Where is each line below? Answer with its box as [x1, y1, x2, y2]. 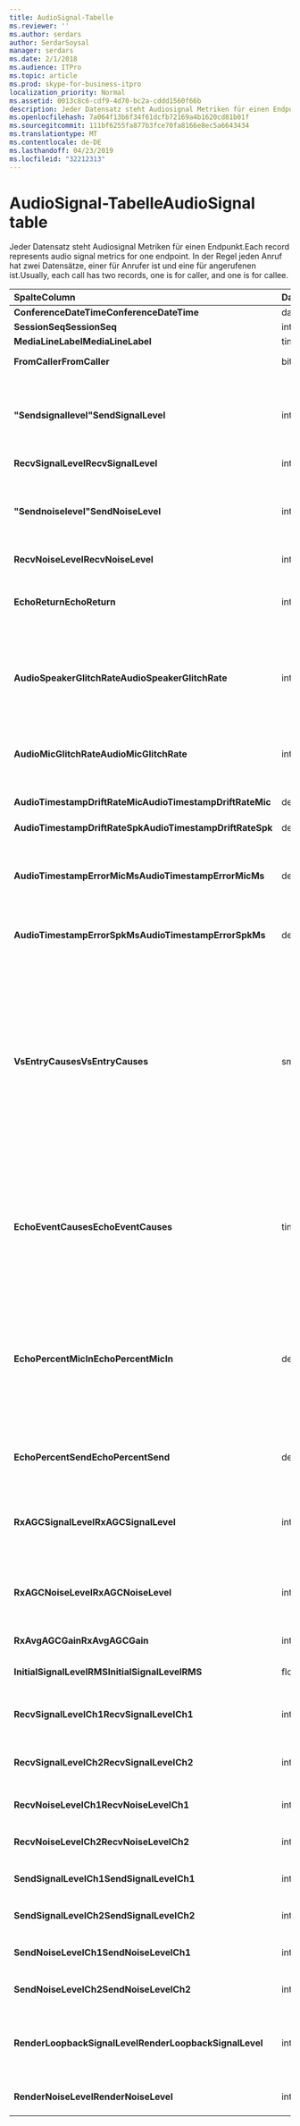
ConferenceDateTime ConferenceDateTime [13, 306, 199, 318]
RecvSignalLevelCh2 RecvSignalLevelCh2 [13, 1757, 194, 1769]
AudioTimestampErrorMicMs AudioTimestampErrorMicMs [13, 869, 265, 882]
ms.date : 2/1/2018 [9, 55, 78, 64]
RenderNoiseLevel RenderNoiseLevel [13, 2090, 173, 2103]
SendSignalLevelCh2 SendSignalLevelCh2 [13, 1910, 196, 1922]
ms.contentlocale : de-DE [9, 138, 102, 147]
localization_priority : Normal [9, 88, 126, 97]
